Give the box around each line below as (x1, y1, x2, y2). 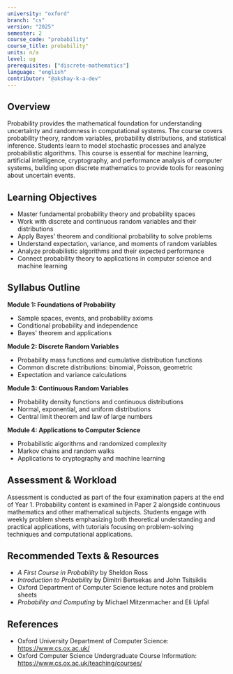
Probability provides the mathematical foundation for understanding (7, 119, 202, 128)
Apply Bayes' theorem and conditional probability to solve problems (17, 232, 213, 240)
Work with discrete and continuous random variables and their (17, 217, 197, 225)
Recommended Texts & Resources (7, 550, 159, 562)
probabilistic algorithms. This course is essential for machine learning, (7, 149, 209, 158)
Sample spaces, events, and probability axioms (17, 314, 153, 322)
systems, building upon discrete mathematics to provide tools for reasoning (7, 164, 225, 172)
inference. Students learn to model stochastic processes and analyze (7, 141, 206, 150)
